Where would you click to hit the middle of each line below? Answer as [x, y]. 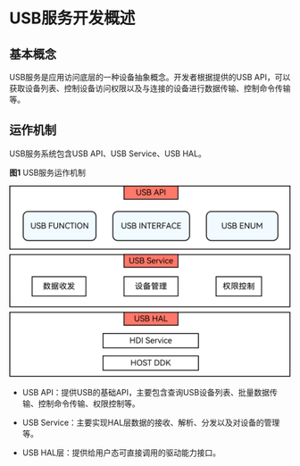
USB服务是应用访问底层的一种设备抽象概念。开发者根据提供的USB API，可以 [150, 77]
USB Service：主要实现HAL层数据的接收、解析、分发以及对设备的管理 [151, 422]
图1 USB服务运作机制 [48, 172]
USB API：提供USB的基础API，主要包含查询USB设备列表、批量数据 [146, 392]
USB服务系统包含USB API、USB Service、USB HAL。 [108, 154]
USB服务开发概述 [72, 18]
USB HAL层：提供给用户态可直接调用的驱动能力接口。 [121, 453]
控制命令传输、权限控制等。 [89, 404]
